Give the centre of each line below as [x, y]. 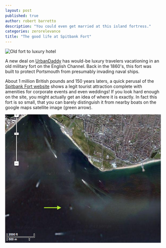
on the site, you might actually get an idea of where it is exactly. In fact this [81, 97]
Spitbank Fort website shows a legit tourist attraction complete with [74, 86]
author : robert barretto [31, 21]
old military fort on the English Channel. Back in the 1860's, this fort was [78, 66]
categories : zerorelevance [33, 31]
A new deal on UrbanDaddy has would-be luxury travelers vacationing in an [82, 61]
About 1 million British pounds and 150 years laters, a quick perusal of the [80, 81]
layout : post [19, 10]
